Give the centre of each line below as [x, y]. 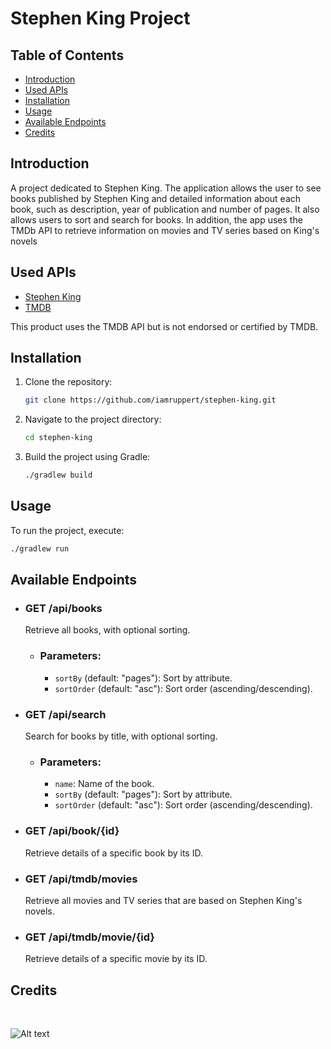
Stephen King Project [100, 18]
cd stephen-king [58, 438]
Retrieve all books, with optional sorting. [107, 630]
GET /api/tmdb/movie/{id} [90, 937]
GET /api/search [65, 714]
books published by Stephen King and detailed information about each [156, 198]
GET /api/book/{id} [72, 831]
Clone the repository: [68, 382]
